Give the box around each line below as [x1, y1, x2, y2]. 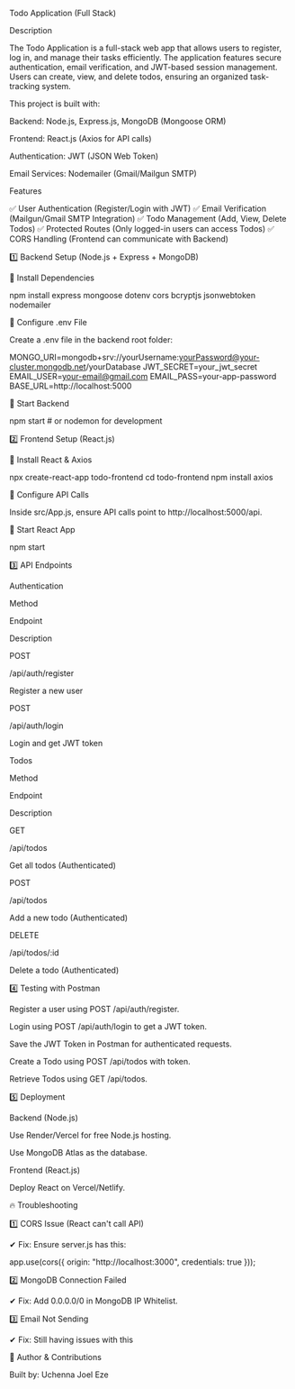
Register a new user [9, 685, 84, 696]
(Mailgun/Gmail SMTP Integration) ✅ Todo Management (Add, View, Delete [9, 214, 287, 224]
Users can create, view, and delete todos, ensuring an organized [9, 71, 249, 82]
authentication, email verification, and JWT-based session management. [9, 62, 278, 72]
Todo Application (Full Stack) [9, 8, 117, 18]
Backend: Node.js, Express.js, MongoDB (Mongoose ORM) [9, 116, 227, 126]
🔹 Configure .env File [9, 317, 87, 327]
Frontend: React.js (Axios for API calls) [9, 133, 152, 143]
